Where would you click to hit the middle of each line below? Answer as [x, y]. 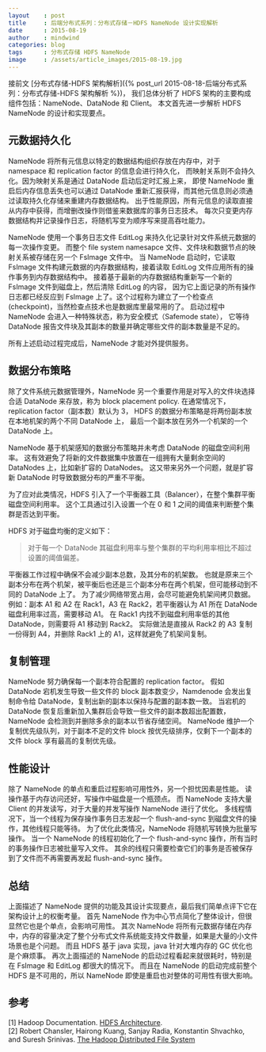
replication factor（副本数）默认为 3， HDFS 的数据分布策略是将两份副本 [127, 411]
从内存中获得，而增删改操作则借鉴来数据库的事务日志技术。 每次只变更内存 [131, 210]
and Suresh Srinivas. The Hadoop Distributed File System [102, 1039]
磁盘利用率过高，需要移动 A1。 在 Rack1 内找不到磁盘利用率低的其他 [119, 614]
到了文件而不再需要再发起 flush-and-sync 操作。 [87, 858]
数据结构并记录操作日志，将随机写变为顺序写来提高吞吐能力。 [109, 220]
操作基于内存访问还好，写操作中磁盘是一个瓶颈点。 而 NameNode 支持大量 [130, 799]
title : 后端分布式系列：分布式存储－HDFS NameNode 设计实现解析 [113, 23]
